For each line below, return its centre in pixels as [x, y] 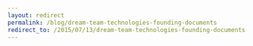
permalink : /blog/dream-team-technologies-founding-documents [112, 23]
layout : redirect [36, 15]
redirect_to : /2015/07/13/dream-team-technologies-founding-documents [126, 30]
